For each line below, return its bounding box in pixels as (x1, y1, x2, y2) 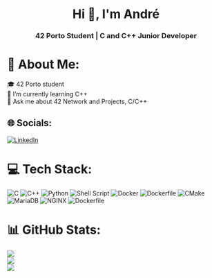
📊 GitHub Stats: (7, 222, 102, 238)
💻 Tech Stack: (7, 162, 93, 177)
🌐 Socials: (7, 117, 52, 129)
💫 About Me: (7, 57, 80, 72)
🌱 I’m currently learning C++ (7, 90, 88, 98)
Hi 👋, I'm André (72, 6, 160, 22)
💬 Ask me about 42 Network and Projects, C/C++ (7, 97, 147, 106)
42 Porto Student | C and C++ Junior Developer (35, 31, 197, 41)
